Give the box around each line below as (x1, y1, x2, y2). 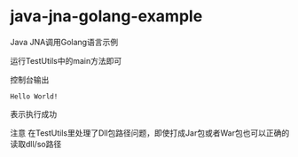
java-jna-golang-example (10, 6, 203, 27)
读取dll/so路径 (10, 138, 62, 149)
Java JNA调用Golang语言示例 (10, 36, 119, 47)
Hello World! (10, 91, 59, 101)
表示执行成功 (10, 108, 57, 119)
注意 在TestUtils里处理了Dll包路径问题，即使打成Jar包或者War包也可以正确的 (10, 127, 290, 138)
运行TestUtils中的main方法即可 (10, 55, 122, 66)
